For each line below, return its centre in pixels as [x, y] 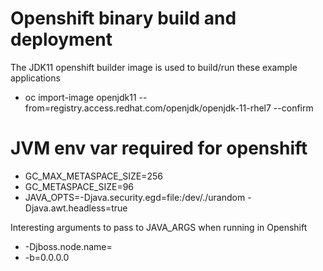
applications [35, 78]
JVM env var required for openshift [159, 148]
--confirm [293, 108]
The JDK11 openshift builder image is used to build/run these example [154, 67]
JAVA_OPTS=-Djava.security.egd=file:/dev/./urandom [135, 197]
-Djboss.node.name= [68, 246]
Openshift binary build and [123, 18]
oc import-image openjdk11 [80, 97]
